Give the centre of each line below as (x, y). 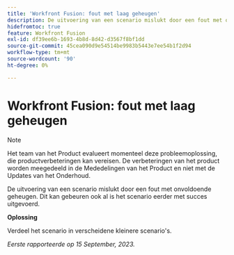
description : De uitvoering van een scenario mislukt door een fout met (115, 20)
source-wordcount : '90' (42, 59)
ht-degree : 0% (28, 65)
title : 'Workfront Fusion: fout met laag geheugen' (84, 14)
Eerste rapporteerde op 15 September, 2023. (71, 244)
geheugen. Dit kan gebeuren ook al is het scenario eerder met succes (107, 196)
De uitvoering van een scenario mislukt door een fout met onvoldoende (109, 189)
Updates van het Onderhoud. (49, 175)
